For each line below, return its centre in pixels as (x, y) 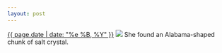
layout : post (27, 14)
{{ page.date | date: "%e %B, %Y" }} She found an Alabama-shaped (111, 34)
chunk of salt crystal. (38, 42)
